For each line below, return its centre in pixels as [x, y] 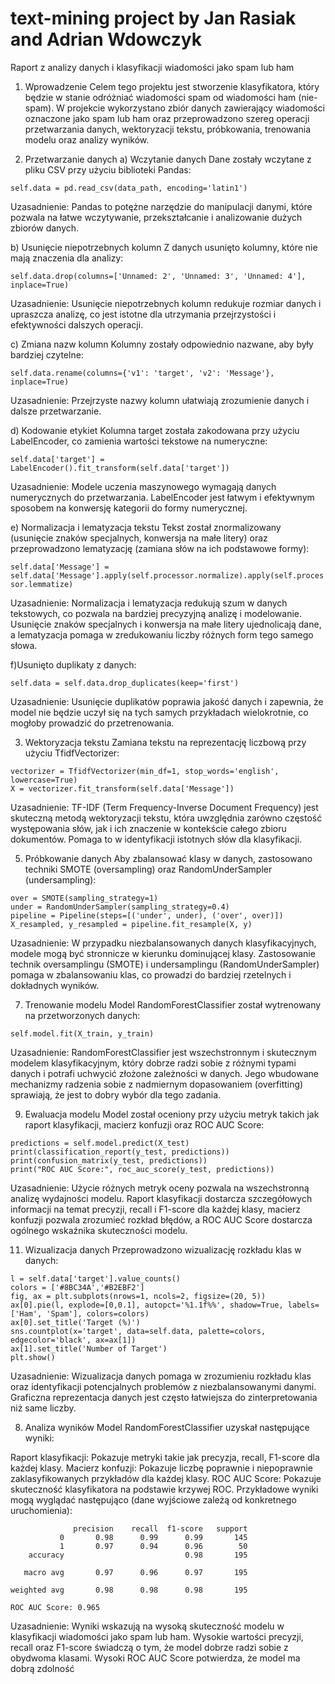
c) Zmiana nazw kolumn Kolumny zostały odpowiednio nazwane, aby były [162, 344]
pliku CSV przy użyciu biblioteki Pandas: [108, 169]
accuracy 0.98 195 [138, 1555]
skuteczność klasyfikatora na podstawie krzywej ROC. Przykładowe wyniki [164, 1489]
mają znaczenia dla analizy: [67, 258]
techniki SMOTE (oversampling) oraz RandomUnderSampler [148, 869]
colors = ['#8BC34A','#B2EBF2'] [77, 1287]
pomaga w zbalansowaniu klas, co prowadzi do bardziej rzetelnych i [151, 974]
